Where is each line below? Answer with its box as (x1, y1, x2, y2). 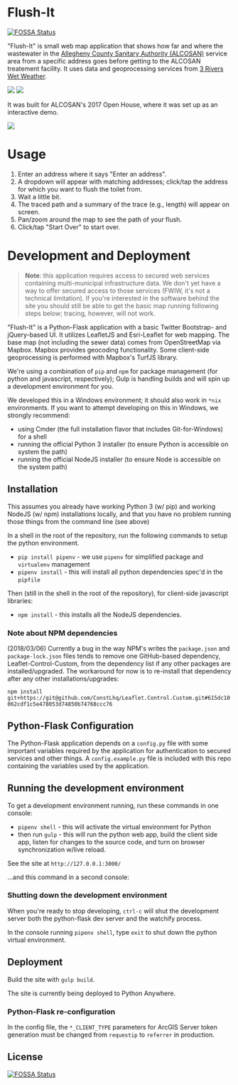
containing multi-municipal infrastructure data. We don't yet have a (24, 278, 222, 287)
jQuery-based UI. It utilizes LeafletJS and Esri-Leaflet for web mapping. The (7, 330, 229, 339)
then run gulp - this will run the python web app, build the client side (17, 830, 218, 839)
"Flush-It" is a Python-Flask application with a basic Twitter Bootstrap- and (7, 323, 227, 331)
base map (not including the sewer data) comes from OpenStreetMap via (7, 337, 222, 346)
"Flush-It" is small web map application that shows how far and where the (7, 41, 224, 50)
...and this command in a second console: (7, 873, 130, 881)
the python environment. (7, 538, 80, 547)
